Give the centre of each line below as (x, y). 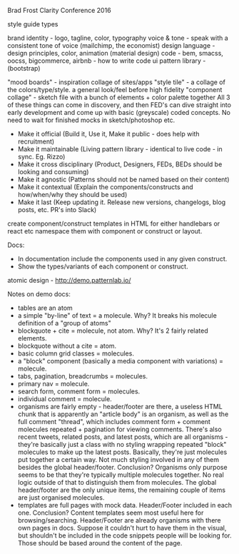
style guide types (33, 24)
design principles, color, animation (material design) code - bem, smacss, (115, 53)
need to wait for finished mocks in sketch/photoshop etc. (91, 120)
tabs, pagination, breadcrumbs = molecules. (83, 376)
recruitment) (36, 141)
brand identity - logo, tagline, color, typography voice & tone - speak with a (118, 38)
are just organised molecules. (61, 498)
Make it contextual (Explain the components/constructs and (106, 187)
